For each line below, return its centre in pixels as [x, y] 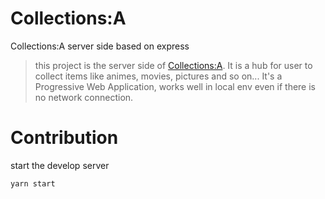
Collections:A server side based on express [100, 46]
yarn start [33, 183]
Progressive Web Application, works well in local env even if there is [175, 86]
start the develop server [60, 165]
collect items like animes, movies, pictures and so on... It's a [158, 76]
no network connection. [84, 97]
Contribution [64, 138]
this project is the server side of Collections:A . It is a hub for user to [173, 65]
